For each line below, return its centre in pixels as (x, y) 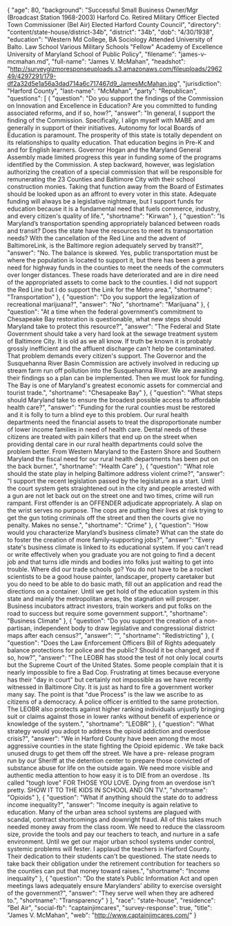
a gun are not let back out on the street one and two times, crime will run (110, 496)
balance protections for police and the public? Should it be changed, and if (113, 650)
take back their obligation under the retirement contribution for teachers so (114, 864)
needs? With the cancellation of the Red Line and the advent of (97, 238)
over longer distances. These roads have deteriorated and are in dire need (113, 275)
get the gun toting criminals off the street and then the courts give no (105, 518)
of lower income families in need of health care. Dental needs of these (107, 429)
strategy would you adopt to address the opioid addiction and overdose (109, 731)
